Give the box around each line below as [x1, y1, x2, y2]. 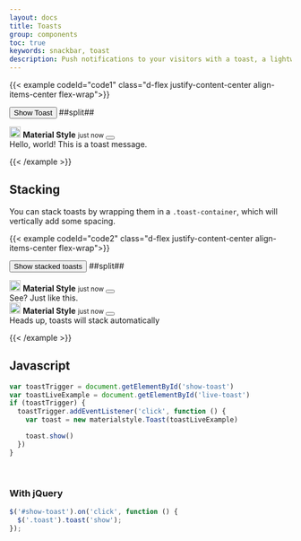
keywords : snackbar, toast [9, 47, 110, 56]
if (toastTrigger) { [9, 398, 87, 408]
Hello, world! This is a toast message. [9, 139, 148, 149]
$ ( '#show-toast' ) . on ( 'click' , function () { [9, 507, 178, 516]
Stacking [9, 182, 61, 197]
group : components [9, 30, 78, 39]
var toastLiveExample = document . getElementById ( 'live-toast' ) [9, 390, 251, 399]
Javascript [9, 358, 71, 373]
